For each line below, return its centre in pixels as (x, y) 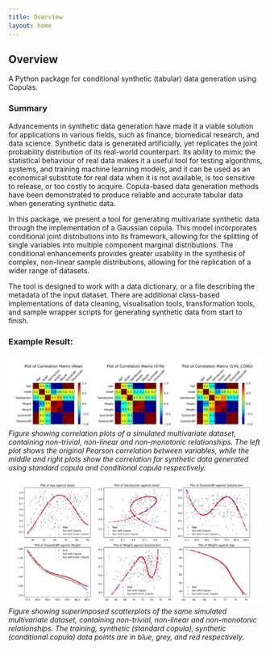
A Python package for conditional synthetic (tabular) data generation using (132, 79)
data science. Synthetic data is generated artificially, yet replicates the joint (133, 143)
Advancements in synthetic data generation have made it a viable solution (131, 126)
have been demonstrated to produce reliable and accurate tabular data (126, 195)
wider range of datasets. (49, 270)
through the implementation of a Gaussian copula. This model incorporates (133, 227)
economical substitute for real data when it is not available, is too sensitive (132, 177)
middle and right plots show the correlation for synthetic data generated (129, 459)
